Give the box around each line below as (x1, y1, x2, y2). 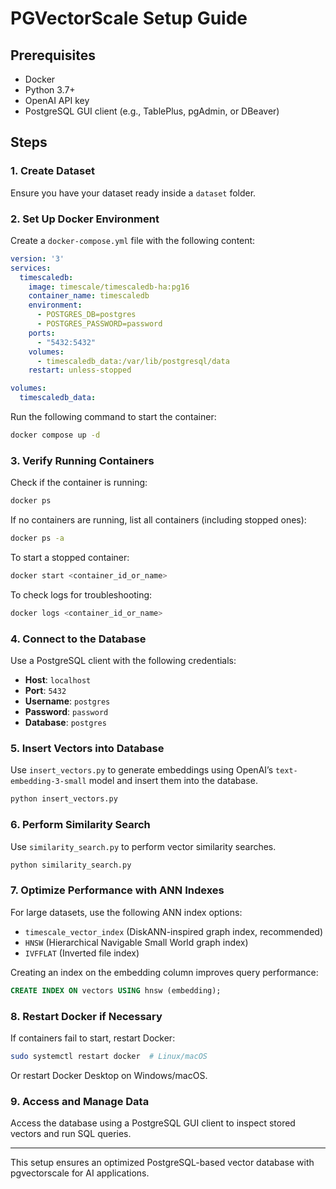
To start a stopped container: (10, 552, 130, 564)
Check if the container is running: (10, 477, 148, 489)
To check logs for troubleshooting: (10, 588, 153, 601)
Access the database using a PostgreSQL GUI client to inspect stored (10, 1117, 296, 1129)
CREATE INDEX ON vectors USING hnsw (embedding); (10, 985, 222, 996)
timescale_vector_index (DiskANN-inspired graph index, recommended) (24, 925, 323, 937)
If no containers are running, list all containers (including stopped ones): (10, 514, 307, 526)
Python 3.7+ (24, 84, 76, 96)
